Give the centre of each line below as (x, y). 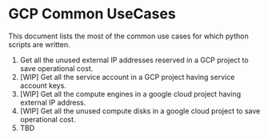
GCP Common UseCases (92, 14)
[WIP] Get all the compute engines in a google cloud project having (130, 93)
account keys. (43, 85)
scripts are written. (39, 44)
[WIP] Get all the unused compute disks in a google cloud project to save (140, 111)
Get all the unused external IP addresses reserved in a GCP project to (134, 60)
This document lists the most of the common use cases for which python (129, 36)
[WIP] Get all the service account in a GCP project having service (127, 77)
